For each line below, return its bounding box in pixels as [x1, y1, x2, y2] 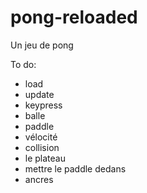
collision [24, 141, 60, 153]
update [24, 88, 55, 100]
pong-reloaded [10, 6, 138, 29]
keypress [24, 99, 63, 111]
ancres [24, 173, 54, 185]
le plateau [24, 152, 66, 164]
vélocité [24, 131, 58, 143]
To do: [10, 58, 37, 70]
